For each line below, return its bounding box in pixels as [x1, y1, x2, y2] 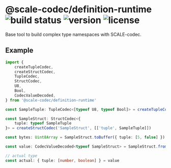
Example [5, 46, 34, 55]
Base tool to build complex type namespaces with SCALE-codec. [5, 31, 141, 37]
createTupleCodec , [14, 64, 53, 69]
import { [5, 60, 24, 65]
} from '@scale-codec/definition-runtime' [5, 98, 97, 103]
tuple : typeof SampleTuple [14, 121, 72, 126]
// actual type [5, 153, 38, 158]
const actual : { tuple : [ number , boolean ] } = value [5, 158, 120, 163]
